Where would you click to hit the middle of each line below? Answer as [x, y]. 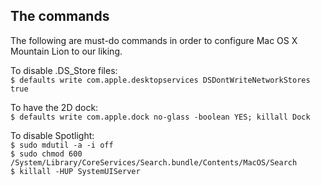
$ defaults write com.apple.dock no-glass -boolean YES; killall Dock [160, 117]
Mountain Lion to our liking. [66, 51]
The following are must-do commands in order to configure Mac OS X [154, 40]
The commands [60, 16]
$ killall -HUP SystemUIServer [75, 171]
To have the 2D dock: [54, 107]
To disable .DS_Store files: [64, 70]
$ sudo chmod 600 [46, 154]
